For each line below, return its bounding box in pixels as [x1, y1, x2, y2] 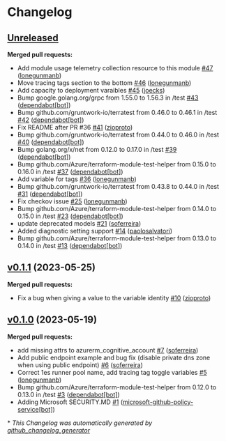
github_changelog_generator [7, 426, 91, 434]
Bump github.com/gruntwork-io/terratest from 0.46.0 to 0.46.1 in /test [17, 109, 218, 116]
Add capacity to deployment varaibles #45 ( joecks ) [17, 86, 165, 94]
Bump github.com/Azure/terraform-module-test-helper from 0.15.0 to [17, 160, 216, 168]
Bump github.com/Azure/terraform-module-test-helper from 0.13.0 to [17, 234, 217, 242]
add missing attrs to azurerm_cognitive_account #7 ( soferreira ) [17, 346, 199, 354]
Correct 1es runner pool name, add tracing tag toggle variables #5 [17, 368, 207, 376]
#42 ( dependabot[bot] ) [17, 116, 84, 124]
